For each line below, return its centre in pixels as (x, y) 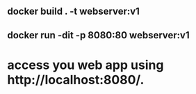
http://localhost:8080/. (76, 80)
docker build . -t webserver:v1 (74, 11)
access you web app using (85, 65)
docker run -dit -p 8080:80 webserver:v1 (98, 35)
